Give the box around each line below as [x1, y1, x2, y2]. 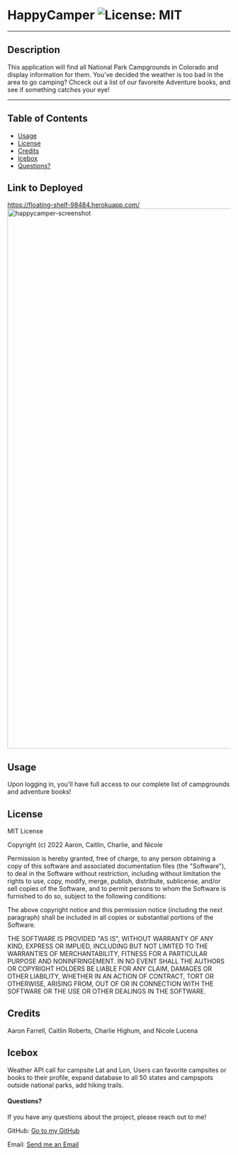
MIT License [7, 827, 44, 835]
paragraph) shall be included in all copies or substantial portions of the [7, 914, 214, 921]
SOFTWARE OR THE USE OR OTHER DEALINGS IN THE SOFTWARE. [7, 987, 206, 995]
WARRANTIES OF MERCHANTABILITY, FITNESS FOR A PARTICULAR [7, 950, 208, 957]
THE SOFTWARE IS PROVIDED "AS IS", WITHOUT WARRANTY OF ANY [7, 935, 214, 943]
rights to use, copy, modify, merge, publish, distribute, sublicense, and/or [7, 877, 221, 885]
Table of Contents [7, 113, 89, 125]
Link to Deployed [7, 181, 84, 194]
